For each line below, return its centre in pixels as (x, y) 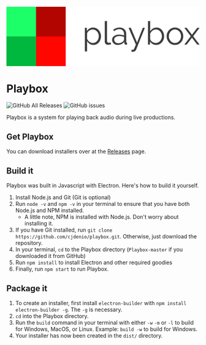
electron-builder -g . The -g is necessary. (69, 309)
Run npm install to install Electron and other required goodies (94, 263)
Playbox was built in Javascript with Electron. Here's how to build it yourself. (103, 186)
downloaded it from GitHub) (50, 256)
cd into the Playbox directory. (52, 316)
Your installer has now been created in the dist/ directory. (89, 335)
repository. (29, 243)
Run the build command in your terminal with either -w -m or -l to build (105, 322)
